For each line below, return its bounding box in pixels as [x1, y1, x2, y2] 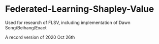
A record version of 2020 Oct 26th [5, 34, 75, 40]
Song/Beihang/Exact [5, 24, 47, 30]
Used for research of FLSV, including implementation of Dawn [5, 20, 130, 25]
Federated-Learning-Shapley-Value [5, 3, 154, 15]
